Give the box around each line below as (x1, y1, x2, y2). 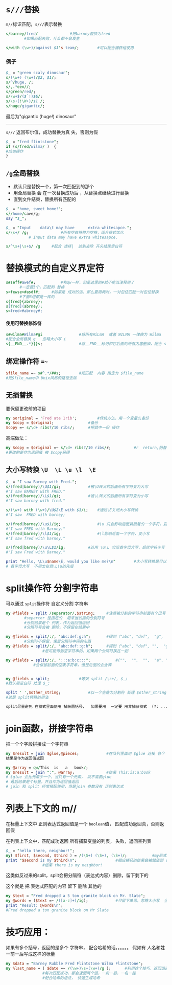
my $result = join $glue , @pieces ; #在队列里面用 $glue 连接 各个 (6, 751, 165, 756)
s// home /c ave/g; (6, 211, 40, 216)
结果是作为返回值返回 (6, 755, 44, 761)
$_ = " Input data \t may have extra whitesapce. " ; (6, 225, 132, 230)
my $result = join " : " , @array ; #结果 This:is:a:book (6, 770, 151, 775)
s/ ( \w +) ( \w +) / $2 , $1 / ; (6, 75, 57, 80)
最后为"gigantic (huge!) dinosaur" (6, 113, 77, 119)
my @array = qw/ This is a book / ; (6, 765, 88, 770)
